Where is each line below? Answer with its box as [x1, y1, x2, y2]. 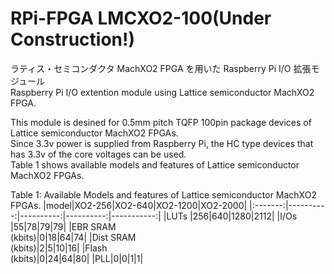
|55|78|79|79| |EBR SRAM [10, 220, 117, 232]
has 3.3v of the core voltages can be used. [10, 148, 187, 160]
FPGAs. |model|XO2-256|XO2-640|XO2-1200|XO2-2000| [10, 199, 248, 211]
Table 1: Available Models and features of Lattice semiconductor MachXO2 [10, 188, 317, 201]
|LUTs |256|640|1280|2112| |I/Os [163, 210, 298, 222]
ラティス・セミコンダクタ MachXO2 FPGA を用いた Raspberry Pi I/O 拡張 [10, 62, 312, 74]
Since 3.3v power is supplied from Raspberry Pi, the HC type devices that [10, 137, 314, 149]
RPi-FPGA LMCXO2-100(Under [10, 7, 272, 30]
